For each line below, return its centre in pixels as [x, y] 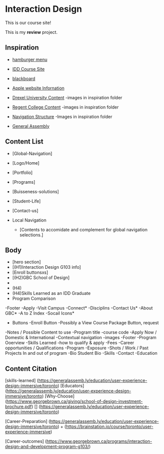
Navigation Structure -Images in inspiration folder [62, 116]
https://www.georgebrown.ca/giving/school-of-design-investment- [75, 401]
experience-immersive [28, 432]
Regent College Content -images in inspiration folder [65, 107]
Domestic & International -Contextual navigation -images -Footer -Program [81, 338]
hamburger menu [30, 59]
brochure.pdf [18, 407]
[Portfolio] [22, 172]
